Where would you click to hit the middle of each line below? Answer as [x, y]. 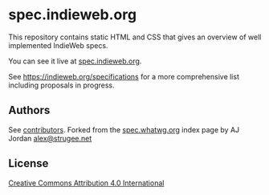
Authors [29, 110]
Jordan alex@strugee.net [50, 138]
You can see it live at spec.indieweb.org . [75, 61]
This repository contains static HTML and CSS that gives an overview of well [135, 37]
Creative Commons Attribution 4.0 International [86, 183]
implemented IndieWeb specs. [58, 45]
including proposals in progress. [61, 85]
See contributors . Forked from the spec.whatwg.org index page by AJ [124, 129]
